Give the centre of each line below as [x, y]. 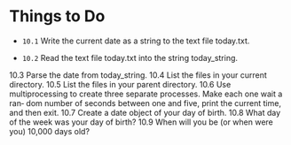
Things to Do [57, 16]
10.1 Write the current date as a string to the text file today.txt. [136, 41]
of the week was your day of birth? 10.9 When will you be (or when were [141, 122]
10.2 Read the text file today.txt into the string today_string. [130, 57]
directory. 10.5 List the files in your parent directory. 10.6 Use [120, 84]
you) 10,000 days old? [50, 131]
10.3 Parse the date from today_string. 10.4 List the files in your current [138, 75]
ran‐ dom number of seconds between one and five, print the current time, [145, 103]
